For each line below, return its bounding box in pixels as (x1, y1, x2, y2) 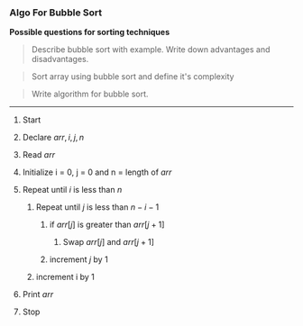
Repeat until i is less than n (22, 185, 123, 195)
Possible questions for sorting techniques (9, 27, 170, 38)
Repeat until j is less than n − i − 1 (35, 202, 160, 213)
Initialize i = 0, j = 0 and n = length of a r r (22, 167, 172, 177)
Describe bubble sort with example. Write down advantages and (31, 44, 271, 55)
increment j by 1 (49, 254, 108, 265)
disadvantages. (31, 54, 89, 65)
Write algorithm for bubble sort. (31, 88, 149, 100)
